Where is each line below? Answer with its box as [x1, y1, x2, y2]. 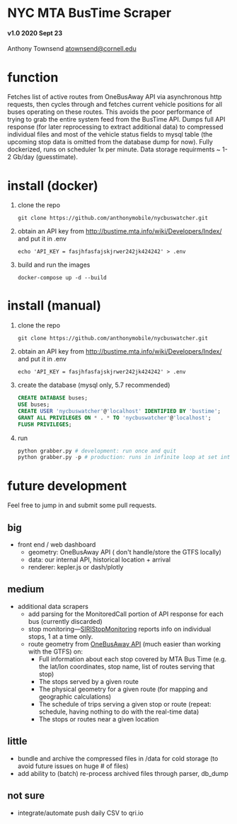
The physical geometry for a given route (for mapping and [38, 685, 208, 693]
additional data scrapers [17, 602, 88, 610]
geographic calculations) [38, 692, 112, 701]
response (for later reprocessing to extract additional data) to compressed [7, 122, 224, 132]
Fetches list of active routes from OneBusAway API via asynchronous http [7, 93, 222, 101]
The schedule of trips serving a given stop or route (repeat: [38, 700, 212, 708]
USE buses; [17, 401, 50, 408]
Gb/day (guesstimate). [13, 153, 79, 161]
